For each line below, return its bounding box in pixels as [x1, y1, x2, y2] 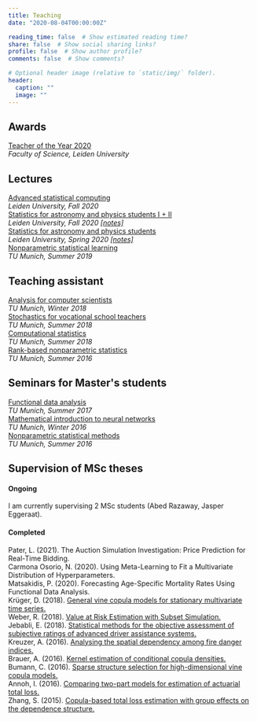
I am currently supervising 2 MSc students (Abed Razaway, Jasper [8, 501, 224, 511]
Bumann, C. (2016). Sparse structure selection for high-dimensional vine [8, 662, 243, 671]
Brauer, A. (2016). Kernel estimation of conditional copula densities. [8, 653, 226, 663]
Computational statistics [8, 328, 86, 338]
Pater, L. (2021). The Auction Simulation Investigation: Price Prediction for [8, 545, 246, 554]
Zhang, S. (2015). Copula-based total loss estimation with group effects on [8, 695, 250, 704]
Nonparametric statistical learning [8, 243, 118, 252]
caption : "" [15, 83, 55, 91]
